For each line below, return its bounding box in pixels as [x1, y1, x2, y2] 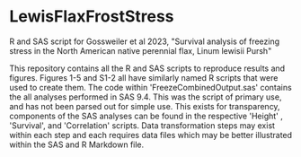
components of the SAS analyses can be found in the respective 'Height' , [9, 110, 283, 121]
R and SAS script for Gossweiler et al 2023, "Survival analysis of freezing [9, 36, 280, 47]
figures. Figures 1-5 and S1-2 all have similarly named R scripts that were [9, 72, 279, 83]
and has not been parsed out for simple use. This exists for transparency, [9, 100, 280, 111]
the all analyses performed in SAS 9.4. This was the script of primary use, [9, 92, 282, 102]
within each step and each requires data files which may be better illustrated [9, 129, 293, 140]
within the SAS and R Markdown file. [9, 139, 145, 150]
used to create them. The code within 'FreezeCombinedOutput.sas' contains [9, 82, 292, 92]
